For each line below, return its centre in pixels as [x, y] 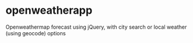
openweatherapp [49, 10]
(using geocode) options [36, 33]
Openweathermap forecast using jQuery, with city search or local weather [96, 27]
